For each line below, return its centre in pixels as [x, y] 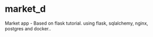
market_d [25, 9]
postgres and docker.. [28, 28]
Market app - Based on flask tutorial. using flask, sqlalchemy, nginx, [76, 23]
